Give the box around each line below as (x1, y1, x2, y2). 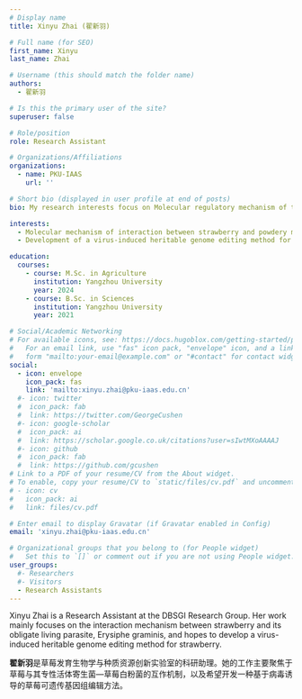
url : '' (25, 178, 54, 187)
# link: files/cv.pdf (9, 503, 99, 512)
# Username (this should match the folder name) (9, 71, 195, 80)
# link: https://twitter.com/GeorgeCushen (17, 411, 182, 420)
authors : (9, 79, 42, 88)
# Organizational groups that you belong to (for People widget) (9, 544, 259, 553)
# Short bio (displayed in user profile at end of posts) (9, 195, 231, 204)
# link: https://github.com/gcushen (17, 461, 159, 470)
